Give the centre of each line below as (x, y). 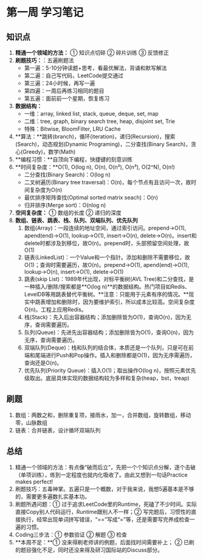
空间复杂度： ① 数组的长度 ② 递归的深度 (68, 213)
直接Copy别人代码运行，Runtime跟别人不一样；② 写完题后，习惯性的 (103, 511)
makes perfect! (34, 482)
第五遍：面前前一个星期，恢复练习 (67, 98)
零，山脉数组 (31, 422)
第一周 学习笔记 (45, 12)
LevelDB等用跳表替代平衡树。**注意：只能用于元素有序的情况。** (106, 294)
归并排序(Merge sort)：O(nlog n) (65, 205)
